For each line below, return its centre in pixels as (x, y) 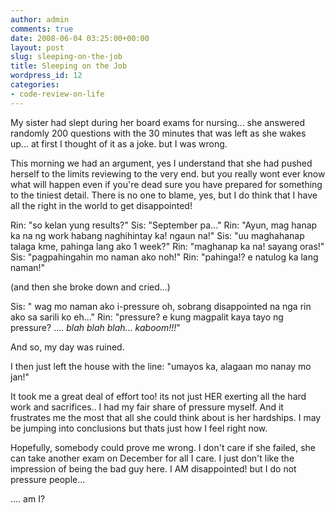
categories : (35, 85)
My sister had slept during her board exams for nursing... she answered (158, 122)
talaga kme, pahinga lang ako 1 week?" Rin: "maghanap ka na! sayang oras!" (167, 246)
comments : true (42, 29)
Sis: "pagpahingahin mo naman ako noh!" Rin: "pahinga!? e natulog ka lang (164, 257)
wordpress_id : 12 (46, 76)
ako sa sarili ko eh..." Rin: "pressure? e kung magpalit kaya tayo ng (147, 317)
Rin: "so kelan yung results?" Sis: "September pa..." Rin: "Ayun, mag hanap (164, 225)
